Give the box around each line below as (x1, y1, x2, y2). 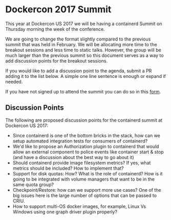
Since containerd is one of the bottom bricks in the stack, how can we (12, 132, 160, 138)
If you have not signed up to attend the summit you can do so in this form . (5, 88, 161, 94)
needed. (5, 78, 23, 85)
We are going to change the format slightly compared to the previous (5, 36, 151, 42)
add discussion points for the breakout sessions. (5, 57, 108, 64)
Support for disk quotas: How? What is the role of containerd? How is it (12, 170, 163, 176)
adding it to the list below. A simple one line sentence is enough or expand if (5, 73, 166, 79)
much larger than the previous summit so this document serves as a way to (5, 52, 164, 58)
